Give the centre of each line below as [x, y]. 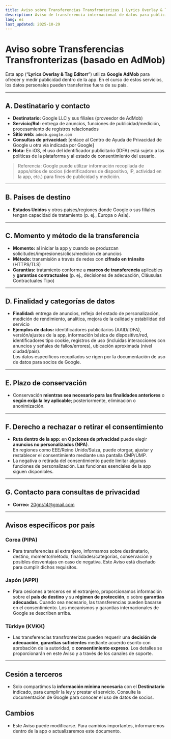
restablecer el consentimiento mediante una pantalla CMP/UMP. [80, 456]
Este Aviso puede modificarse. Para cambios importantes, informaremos [88, 725]
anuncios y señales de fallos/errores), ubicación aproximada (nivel [82, 346]
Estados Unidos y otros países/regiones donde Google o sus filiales [84, 210]
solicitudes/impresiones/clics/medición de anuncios [67, 253]
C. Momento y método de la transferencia [72, 236]
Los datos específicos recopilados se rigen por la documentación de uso [89, 357]
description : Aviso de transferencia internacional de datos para [77, 15]
